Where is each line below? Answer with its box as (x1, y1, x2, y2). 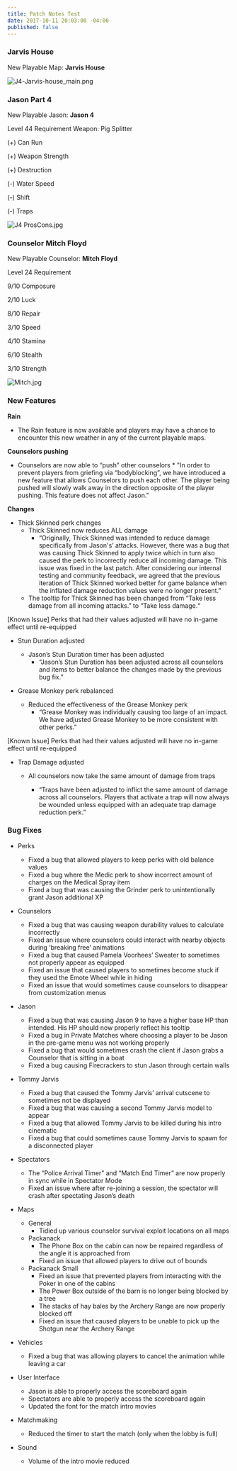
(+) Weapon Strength (7, 152, 69, 160)
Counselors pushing (7, 447, 69, 455)
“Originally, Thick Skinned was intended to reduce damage (38, 533, 210, 542)
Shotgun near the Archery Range (38, 1324, 135, 1333)
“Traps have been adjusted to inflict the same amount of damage (38, 785, 229, 794)
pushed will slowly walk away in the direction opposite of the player (17, 483, 214, 492)
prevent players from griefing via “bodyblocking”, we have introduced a (17, 468, 226, 477)
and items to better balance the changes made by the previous (38, 665, 221, 674)
